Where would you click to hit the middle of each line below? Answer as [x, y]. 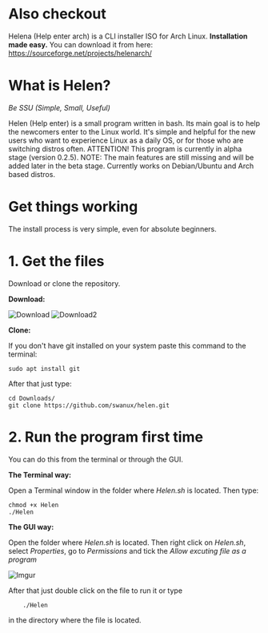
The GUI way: [31, 526]
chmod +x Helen [34, 505]
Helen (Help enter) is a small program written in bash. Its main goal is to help [134, 123]
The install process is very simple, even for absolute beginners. [113, 228]
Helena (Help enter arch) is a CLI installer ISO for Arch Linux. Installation [128, 36]
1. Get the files [56, 261]
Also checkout [57, 14]
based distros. [32, 174]
